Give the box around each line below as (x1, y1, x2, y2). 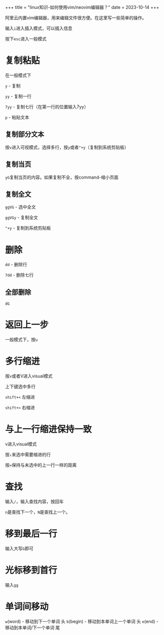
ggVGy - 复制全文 (5, 215, 39, 221)
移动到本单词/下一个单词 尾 (5, 625, 60, 631)
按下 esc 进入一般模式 (5, 36, 47, 42)
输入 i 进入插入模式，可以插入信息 (5, 25, 73, 31)
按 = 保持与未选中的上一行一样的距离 (5, 462, 77, 468)
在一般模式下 (5, 72, 31, 78)
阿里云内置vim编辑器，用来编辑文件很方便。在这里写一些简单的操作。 (5, 15, 147, 21)
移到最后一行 (5, 528, 58, 540)
